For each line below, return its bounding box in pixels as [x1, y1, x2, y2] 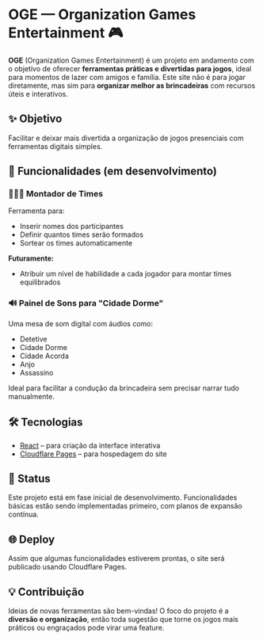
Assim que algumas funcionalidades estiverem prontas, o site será [8, 554, 225, 563]
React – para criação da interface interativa [19, 440, 161, 450]
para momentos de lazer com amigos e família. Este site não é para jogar [8, 72, 246, 82]
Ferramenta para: [8, 206, 65, 215]
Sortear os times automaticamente [19, 238, 133, 248]
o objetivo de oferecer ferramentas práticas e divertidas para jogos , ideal [8, 63, 252, 73]
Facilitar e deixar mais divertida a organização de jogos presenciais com [8, 133, 244, 143]
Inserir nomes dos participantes [19, 222, 124, 231]
